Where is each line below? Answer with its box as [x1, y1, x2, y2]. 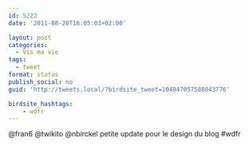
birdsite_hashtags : [8, 100, 73, 108]
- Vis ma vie [15, 49, 59, 57]
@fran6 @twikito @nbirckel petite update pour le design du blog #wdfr [8, 129, 241, 139]
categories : [8, 41, 48, 49]
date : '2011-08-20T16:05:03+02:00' [8, 19, 127, 27]
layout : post [8, 34, 52, 41]
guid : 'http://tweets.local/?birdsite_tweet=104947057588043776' [8, 85, 230, 93]
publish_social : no [8, 77, 73, 86]
